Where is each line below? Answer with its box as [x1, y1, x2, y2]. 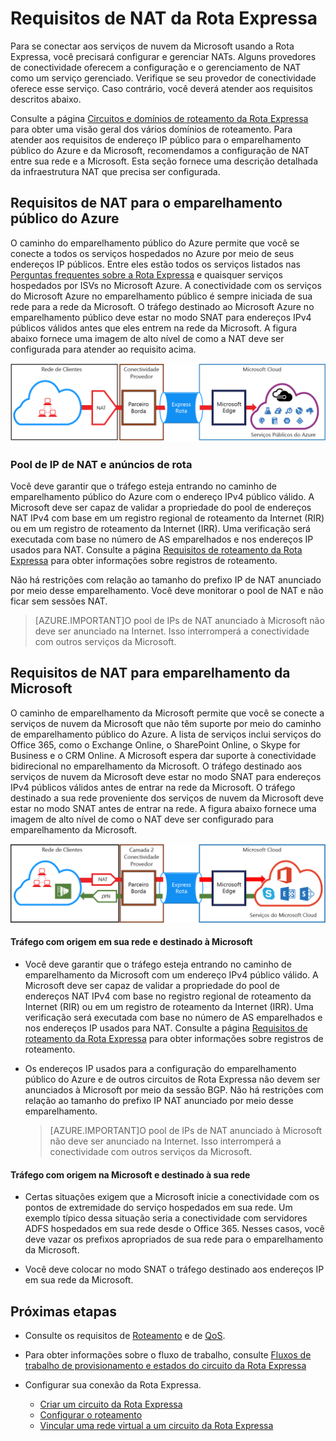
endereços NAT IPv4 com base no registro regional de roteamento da [24, 990, 312, 1002]
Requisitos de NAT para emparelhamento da [10, 665, 291, 682]
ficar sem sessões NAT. [10, 595, 108, 607]
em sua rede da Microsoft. [24, 1274, 134, 1286]
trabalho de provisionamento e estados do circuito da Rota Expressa [24, 1360, 307, 1372]
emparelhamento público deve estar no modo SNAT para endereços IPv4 [10, 311, 312, 323]
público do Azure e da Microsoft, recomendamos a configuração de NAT [10, 144, 310, 156]
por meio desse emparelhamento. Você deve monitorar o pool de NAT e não [10, 585, 324, 597]
